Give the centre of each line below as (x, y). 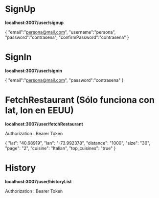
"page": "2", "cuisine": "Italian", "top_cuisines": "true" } (60, 148)
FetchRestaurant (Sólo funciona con (80, 100)
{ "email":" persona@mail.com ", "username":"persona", (60, 32)
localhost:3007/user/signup (34, 23)
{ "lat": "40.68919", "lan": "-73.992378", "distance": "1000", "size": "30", (78, 143)
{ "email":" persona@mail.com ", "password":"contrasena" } (64, 80)
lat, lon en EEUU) (40, 111)
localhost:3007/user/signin (34, 71)
